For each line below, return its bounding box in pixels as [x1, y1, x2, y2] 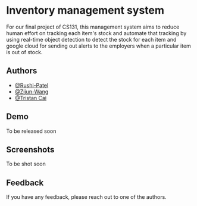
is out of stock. [6, 48, 43, 55]
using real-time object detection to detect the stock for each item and [6, 36, 177, 43]
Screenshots [6, 144, 55, 155]
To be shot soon [6, 160, 46, 167]
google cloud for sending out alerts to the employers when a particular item [6, 42, 192, 49]
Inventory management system [6, 4, 165, 17]
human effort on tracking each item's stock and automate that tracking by [6, 29, 187, 36]
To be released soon [6, 127, 57, 135]
